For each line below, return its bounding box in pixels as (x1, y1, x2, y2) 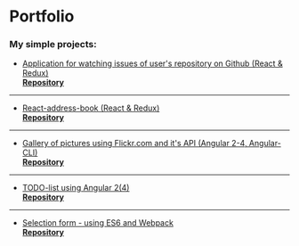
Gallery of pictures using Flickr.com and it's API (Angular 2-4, (21, 138, 247, 149)
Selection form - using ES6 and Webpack (21, 217, 174, 228)
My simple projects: (9, 38, 97, 51)
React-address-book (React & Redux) (21, 102, 160, 113)
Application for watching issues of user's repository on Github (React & (21, 58, 283, 69)
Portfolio (9, 6, 75, 27)
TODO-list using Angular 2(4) (21, 183, 130, 193)
